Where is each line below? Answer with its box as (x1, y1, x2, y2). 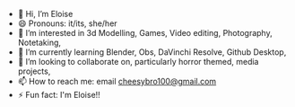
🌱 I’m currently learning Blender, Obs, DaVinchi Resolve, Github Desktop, (17, 47, 287, 58)
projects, (17, 66, 51, 76)
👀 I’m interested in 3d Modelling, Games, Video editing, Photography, (17, 28, 273, 38)
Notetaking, (17, 37, 61, 48)
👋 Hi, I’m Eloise (17, 9, 74, 19)
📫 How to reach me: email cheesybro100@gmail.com (17, 76, 217, 86)
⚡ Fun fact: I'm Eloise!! (17, 90, 100, 100)
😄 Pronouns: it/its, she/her (17, 18, 118, 29)
